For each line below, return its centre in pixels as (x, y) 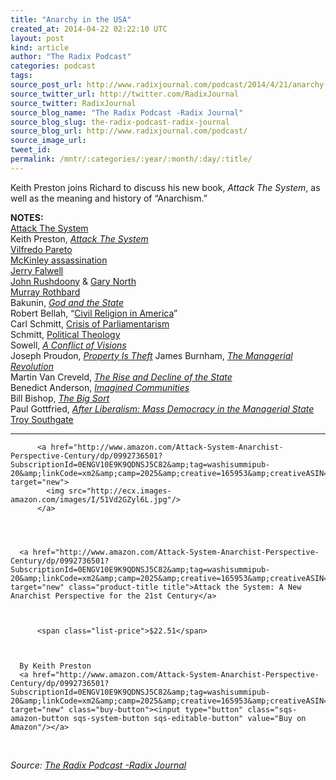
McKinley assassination (59, 260)
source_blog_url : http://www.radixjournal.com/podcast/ (129, 131)
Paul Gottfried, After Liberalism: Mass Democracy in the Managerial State (162, 408)
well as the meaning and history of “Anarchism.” (109, 198)
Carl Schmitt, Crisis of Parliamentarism (90, 323)
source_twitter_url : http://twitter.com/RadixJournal (125, 94)
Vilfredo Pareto (41, 249)
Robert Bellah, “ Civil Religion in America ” (94, 313)
